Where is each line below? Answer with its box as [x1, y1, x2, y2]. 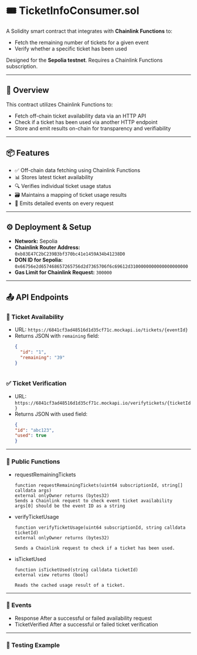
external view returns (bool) [14, 572, 89, 578]
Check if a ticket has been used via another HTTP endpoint [14, 118, 158, 126]
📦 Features [6, 148, 50, 158]
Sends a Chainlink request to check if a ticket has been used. [14, 545, 175, 551]
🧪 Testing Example [6, 641, 60, 649]
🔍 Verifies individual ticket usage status [14, 182, 111, 189]
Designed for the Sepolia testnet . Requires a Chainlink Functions [6, 56, 163, 63]
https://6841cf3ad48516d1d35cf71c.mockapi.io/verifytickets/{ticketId [14, 400, 191, 406]
